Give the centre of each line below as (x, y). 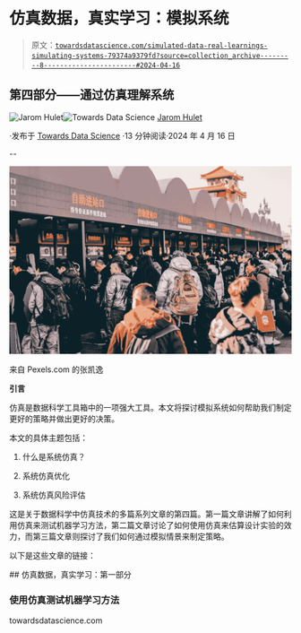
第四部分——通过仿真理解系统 (92, 95)
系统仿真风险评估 (54, 495)
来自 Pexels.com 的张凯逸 (56, 369)
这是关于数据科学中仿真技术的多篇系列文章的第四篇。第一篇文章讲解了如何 (146, 514)
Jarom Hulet (180, 117)
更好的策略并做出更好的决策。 (64, 419)
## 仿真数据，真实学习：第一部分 (70, 575)
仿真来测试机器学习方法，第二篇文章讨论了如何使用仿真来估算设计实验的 (150, 525)
